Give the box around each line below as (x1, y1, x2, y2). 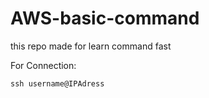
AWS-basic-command (10, 7, 200, 30)
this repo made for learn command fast (10, 40, 172, 52)
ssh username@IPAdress (10, 78, 105, 89)
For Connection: (10, 59, 77, 71)
